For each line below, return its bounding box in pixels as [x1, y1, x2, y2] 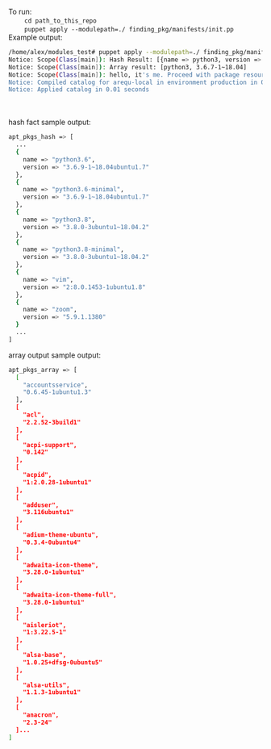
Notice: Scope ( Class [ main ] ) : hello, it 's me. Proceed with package [8, 70, 240, 79]
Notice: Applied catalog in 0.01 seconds [8, 86, 150, 94]
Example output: [8, 32, 63, 42]
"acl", [23, 411, 45, 419]
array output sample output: [8, 350, 101, 360]
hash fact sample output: [8, 117, 91, 128]
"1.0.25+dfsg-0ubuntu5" [23, 658, 103, 667]
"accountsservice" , [23, 381, 89, 389]
